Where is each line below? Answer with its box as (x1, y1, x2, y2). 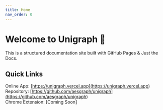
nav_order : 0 (5, 12, 33, 17)
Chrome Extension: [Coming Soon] (5, 99, 77, 105)
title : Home (5, 7, 30, 12)
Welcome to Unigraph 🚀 (5, 33, 106, 45)
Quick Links (5, 69, 43, 78)
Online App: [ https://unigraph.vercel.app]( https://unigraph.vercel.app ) (5, 83, 150, 89)
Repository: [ (5, 88, 32, 94)
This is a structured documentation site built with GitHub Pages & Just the (5, 50, 158, 56)
